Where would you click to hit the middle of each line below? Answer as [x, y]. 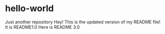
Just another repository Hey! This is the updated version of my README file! [83, 22]
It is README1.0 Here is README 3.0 [42, 27]
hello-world [30, 8]
